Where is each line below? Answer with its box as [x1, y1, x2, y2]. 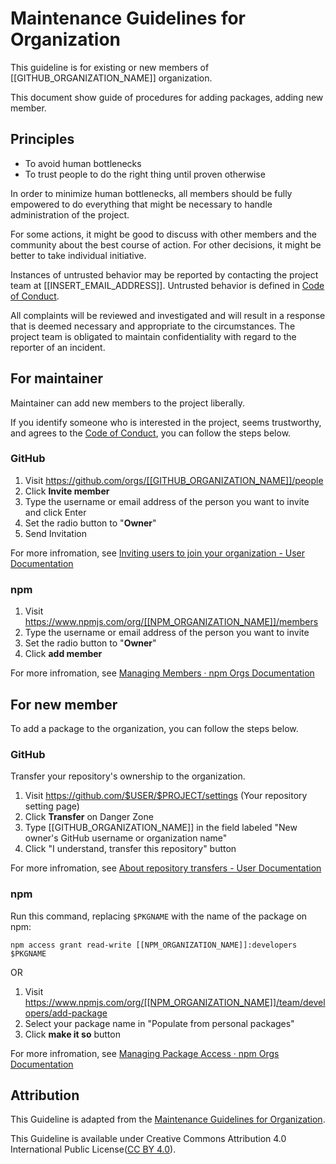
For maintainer [10, 370, 104, 387]
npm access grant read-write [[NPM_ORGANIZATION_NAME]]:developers [10, 940, 298, 950]
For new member [10, 696, 118, 713]
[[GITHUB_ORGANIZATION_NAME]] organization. [10, 72, 213, 84]
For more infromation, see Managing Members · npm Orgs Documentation [10, 667, 315, 679]
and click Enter [24, 506, 87, 518]
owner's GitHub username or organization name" [24, 832, 228, 844]
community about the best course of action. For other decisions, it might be [10, 238, 322, 251]
